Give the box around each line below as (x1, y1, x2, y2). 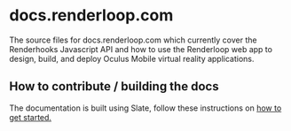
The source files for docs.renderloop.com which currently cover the (9, 35, 257, 45)
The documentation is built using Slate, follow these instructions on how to (9, 103, 282, 113)
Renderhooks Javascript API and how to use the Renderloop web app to (9, 43, 273, 54)
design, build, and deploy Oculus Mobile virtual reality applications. (9, 53, 255, 64)
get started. (9, 112, 51, 122)
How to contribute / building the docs (9, 79, 219, 94)
